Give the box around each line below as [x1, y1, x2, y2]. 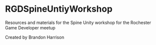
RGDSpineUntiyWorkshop [5, 3, 112, 15]
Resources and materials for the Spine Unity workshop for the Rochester [5, 20, 152, 25]
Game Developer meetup [5, 24, 56, 30]
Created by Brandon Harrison [5, 34, 65, 40]
